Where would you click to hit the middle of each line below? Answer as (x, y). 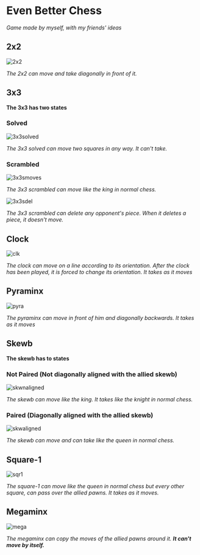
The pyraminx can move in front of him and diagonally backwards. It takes (100, 318)
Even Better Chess (54, 11)
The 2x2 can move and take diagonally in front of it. (72, 73)
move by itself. (25, 545)
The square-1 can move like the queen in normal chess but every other (95, 486)
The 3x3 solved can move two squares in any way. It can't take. (87, 148)
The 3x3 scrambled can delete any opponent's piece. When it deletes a (96, 213)
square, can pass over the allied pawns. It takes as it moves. (83, 493)
